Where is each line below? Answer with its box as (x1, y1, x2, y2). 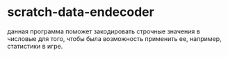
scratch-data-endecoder (7, 4, 154, 20)
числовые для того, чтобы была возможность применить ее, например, (7, 34, 222, 42)
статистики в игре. (7, 42, 63, 50)
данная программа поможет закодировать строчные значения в (7, 27, 200, 35)
